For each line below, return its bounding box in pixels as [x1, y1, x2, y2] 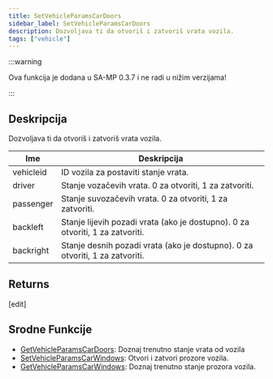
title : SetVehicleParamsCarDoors [8, 11, 122, 20]
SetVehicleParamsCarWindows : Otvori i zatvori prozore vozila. [19, 353, 229, 363]
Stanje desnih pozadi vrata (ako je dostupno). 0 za [60, 240, 253, 251]
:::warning [8, 57, 42, 67]
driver [12, 180, 35, 191]
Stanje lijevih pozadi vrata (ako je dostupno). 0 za [60, 216, 249, 228]
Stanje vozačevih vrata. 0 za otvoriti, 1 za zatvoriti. [60, 180, 254, 191]
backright [12, 245, 50, 256]
